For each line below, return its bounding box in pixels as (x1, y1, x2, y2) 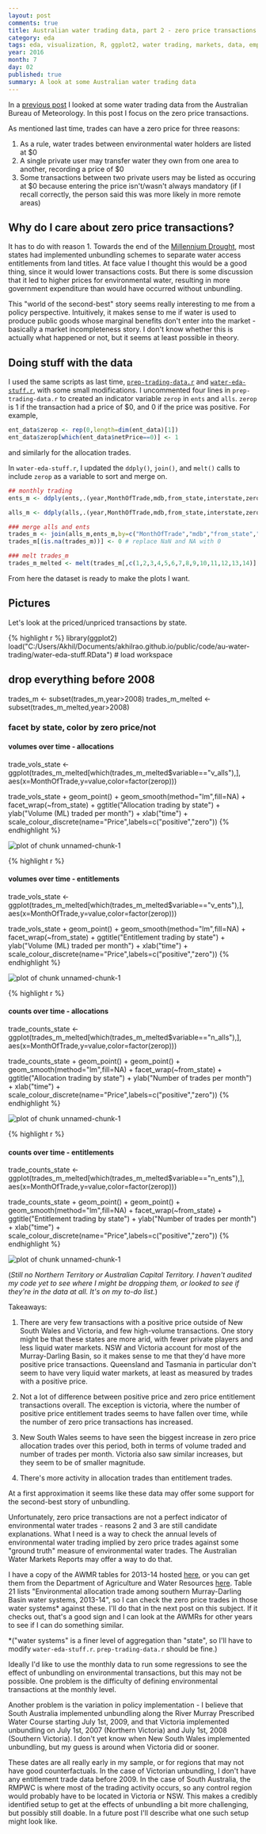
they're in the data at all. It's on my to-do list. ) (8, 1287, 158, 1296)
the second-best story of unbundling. (8, 1497, 131, 1507)
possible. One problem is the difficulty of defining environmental (8, 1676, 218, 1686)
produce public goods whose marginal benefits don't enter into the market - (8, 316, 256, 326)
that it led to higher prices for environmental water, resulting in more (8, 275, 230, 285)
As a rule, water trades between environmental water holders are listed (19, 139, 252, 148)
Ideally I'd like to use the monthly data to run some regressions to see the (8, 1660, 248, 1669)
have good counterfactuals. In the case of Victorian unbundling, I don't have (8, 1766, 256, 1776)
